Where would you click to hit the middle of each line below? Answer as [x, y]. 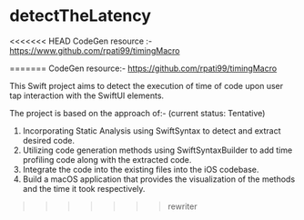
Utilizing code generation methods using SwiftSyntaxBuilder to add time [157, 150]
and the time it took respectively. [84, 188]
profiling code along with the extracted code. [107, 159]
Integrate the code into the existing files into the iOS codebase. [141, 169]
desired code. [49, 140]
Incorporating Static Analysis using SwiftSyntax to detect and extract [152, 130]
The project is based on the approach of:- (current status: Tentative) [137, 113]
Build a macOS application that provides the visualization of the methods [159, 179]
